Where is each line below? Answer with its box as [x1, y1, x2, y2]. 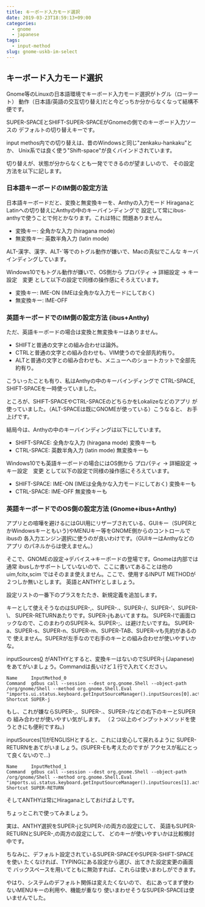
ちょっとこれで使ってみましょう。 [6, 809, 92, 817]
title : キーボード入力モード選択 [6, 9, 81, 15]
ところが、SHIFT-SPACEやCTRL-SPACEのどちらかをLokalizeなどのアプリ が [6, 398, 198, 405]
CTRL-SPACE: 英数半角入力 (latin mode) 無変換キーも [15, 447, 149, 454]
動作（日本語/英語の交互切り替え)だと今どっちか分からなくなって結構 [18, 98, 193, 105]
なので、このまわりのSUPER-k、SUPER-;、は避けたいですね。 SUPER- [16, 620, 195, 627]
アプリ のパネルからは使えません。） [6, 543, 96, 550]
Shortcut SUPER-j [6, 696, 51, 703]
